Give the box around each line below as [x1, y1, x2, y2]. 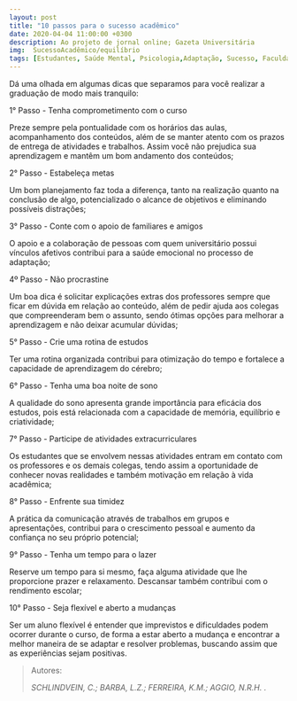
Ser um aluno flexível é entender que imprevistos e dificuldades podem [9, 619, 269, 630]
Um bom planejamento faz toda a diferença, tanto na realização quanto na [9, 185, 280, 195]
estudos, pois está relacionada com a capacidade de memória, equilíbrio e [9, 407, 281, 417]
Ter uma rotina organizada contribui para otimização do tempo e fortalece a [9, 354, 285, 364]
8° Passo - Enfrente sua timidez [9, 496, 126, 506]
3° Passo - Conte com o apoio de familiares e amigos [9, 221, 203, 231]
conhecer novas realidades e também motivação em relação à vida [9, 470, 254, 479]
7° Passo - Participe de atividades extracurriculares [9, 433, 197, 444]
